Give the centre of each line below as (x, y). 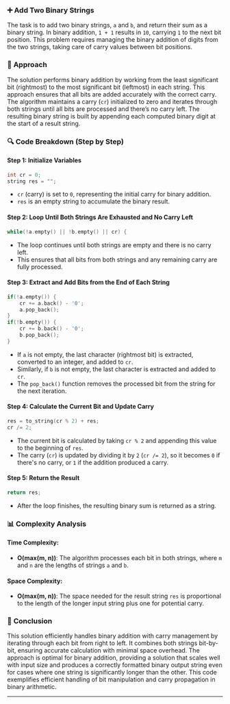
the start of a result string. (44, 123)
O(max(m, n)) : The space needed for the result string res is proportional (119, 596)
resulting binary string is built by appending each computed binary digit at (111, 116)
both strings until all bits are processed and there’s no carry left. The (103, 109)
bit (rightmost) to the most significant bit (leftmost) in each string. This (106, 87)
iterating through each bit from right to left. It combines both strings (102, 643)
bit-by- (209, 643)
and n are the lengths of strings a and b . (73, 565)
